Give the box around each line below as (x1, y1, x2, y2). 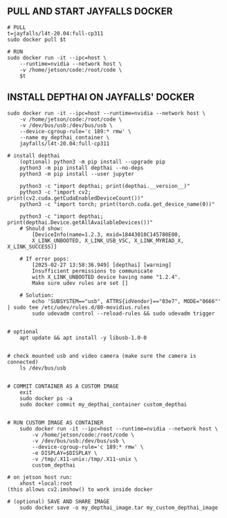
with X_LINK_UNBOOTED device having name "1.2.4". (32, 273, 181, 280)
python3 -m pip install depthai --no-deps (19, 164, 144, 171)
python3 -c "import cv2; (19, 189, 91, 196)
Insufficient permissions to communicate (32, 267, 154, 275)
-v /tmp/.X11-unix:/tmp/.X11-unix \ (32, 456, 138, 463)
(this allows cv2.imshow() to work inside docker (7, 485, 154, 493)
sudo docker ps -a (19, 395, 73, 402)
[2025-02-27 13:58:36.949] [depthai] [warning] (32, 261, 172, 268)
